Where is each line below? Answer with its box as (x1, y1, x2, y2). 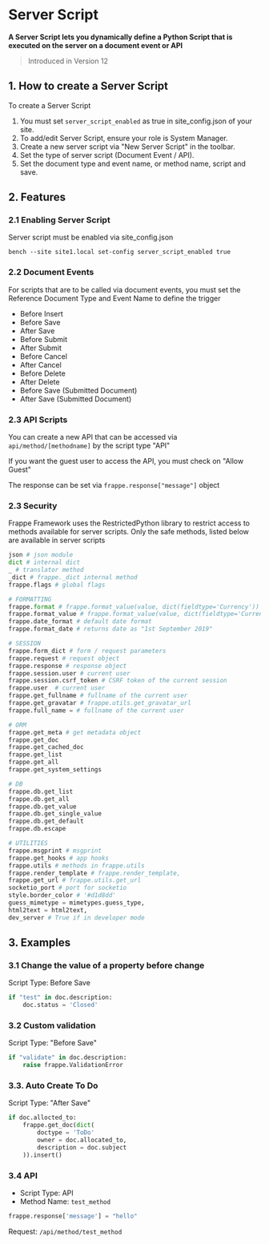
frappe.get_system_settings (8, 766, 102, 774)
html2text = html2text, (8, 906, 88, 914)
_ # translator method (8, 566, 84, 574)
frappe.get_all (8, 759, 59, 767)
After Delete (19, 376, 60, 386)
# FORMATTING (8, 595, 52, 603)
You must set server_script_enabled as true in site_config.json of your (19, 116, 252, 126)
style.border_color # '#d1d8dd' (8, 892, 116, 900)
